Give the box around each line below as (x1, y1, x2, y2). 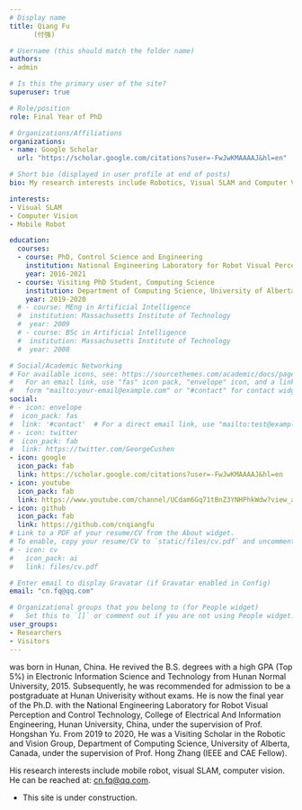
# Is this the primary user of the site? (9, 79, 167, 88)
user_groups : (9, 620, 58, 629)
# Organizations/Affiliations (9, 128, 123, 138)
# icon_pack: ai (9, 553, 78, 563)
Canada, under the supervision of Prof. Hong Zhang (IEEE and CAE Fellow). (9, 747, 288, 758)
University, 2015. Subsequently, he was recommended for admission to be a (9, 680, 291, 691)
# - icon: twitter (9, 428, 78, 437)
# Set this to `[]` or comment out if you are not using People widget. (9, 612, 296, 621)
